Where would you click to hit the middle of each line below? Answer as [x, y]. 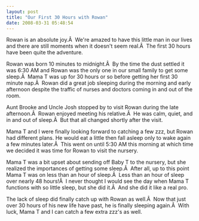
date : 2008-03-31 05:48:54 [40, 23]
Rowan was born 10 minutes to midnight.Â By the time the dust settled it [95, 64]
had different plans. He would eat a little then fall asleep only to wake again [99, 138]
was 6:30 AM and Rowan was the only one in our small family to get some [97, 70]
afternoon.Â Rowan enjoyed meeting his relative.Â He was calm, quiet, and [99, 113]
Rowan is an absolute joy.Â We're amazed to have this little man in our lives [99, 40]
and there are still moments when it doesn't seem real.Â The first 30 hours [98, 46]
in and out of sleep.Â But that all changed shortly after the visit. [85, 120]
